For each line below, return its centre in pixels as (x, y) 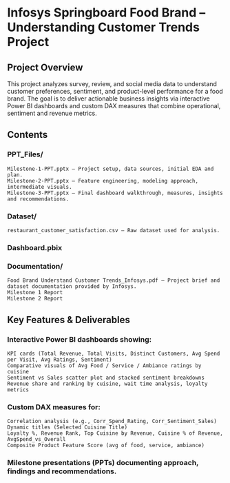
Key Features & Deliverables (69, 319)
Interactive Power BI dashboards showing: (80, 339)
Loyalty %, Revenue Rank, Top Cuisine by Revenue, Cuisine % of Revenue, (115, 433)
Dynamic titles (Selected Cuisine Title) (67, 428)
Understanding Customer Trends (103, 27)
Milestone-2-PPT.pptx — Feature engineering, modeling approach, (103, 181)
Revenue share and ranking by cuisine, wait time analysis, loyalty (107, 384)
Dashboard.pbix (35, 247)
